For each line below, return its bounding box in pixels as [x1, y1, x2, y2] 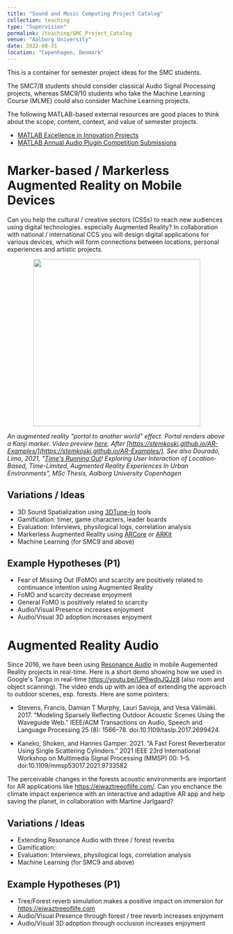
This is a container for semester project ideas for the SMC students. [7, 68, 202, 77]
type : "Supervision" [7, 23, 67, 30]
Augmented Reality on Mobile [7, 178, 182, 194]
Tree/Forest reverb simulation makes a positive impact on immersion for [17, 897, 224, 905]
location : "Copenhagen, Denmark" [7, 49, 104, 56]
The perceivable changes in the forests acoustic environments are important [7, 775, 226, 783]
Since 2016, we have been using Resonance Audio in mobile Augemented [7, 660, 218, 669]
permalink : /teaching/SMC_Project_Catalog [7, 29, 132, 37]
